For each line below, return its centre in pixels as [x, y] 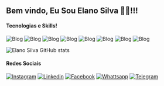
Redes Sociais [24, 63]
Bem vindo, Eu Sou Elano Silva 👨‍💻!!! [72, 11]
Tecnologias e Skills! [32, 25]
